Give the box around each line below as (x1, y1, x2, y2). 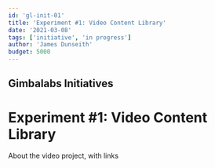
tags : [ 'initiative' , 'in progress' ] (8, 33, 132, 42)
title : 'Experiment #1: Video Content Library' (8, 19, 167, 27)
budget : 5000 (8, 48, 51, 56)
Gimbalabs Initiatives (8, 77, 114, 90)
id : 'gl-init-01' (8, 11, 65, 20)
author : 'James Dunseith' (8, 41, 93, 49)
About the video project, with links (8, 151, 119, 161)
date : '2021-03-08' (8, 26, 72, 34)
